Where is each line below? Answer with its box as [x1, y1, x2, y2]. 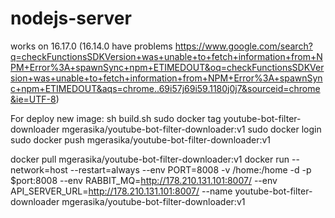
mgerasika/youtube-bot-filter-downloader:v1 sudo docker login [61, 123, 322, 135]
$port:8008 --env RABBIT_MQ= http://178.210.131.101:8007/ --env [10, 174, 278, 186]
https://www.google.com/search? [174, 40, 313, 52]
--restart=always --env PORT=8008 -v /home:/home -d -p [69, 163, 312, 176]
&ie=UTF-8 [10, 93, 57, 105]
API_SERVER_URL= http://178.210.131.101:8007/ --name [10, 185, 233, 197]
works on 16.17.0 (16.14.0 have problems [10, 40, 173, 52]
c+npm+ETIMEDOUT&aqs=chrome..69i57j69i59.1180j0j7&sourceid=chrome [10, 82, 321, 94]
